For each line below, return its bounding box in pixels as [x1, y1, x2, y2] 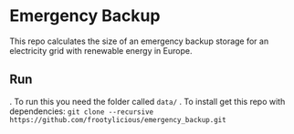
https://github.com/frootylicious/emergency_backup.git [9, 115, 226, 124]
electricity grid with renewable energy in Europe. [9, 45, 193, 56]
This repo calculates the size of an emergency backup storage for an [9, 36, 269, 46]
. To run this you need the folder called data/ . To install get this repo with [9, 96, 286, 107]
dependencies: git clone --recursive [9, 106, 154, 117]
